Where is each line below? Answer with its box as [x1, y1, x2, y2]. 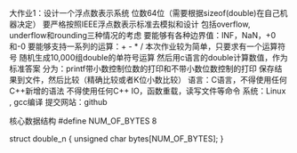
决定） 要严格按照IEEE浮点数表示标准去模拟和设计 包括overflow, [16, 19, 251, 29]
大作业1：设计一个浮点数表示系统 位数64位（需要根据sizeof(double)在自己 [9, 8, 280, 18]
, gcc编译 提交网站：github [9, 97, 108, 107]
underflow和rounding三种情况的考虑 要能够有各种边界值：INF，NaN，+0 [9, 30, 277, 40]
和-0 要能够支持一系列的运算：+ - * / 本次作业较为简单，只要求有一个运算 [9, 41, 278, 52]
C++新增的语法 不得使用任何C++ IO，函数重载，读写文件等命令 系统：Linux [9, 85, 286, 96]
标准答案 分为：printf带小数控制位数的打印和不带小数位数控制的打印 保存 [9, 63, 275, 74]
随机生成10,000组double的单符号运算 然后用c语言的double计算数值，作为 [19, 52, 288, 62]
